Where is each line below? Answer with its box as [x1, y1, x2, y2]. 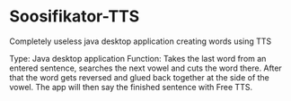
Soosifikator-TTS [9, 6, 140, 27]
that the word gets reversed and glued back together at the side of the [9, 72, 269, 82]
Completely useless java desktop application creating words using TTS [9, 36, 272, 46]
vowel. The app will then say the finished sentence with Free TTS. [9, 81, 253, 92]
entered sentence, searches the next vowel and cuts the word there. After [9, 63, 283, 73]
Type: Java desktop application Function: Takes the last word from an [9, 53, 267, 63]
